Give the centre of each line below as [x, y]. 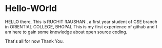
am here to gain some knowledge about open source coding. [66, 32]
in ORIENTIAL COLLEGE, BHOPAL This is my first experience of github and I [81, 26]
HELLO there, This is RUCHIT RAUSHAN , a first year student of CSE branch [81, 22]
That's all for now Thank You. [35, 41]
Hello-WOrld [31, 8]
